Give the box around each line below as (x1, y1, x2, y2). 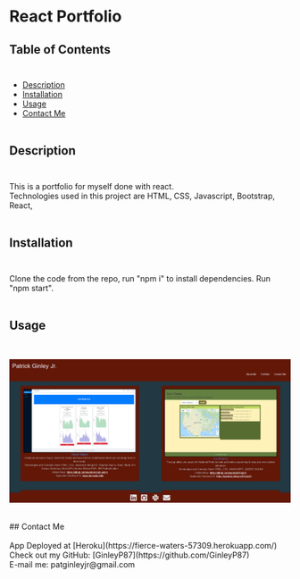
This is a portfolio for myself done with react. (9, 180, 174, 191)
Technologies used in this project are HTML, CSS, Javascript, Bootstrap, (9, 190, 275, 201)
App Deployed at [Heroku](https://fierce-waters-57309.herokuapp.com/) (9, 541, 278, 551)
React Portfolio (9, 6, 122, 27)
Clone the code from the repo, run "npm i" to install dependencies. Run (9, 273, 271, 283)
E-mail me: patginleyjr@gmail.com (9, 559, 136, 570)
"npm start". (9, 282, 54, 293)
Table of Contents (9, 42, 112, 57)
